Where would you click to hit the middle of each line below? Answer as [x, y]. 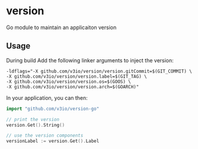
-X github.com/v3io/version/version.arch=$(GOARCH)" [73, 87]
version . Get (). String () [36, 125]
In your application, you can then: [47, 98]
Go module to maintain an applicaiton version [61, 27]
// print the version [33, 119]
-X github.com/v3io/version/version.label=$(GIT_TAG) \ [76, 76]
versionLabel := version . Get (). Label [53, 141]
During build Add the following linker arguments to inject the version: [90, 60]
